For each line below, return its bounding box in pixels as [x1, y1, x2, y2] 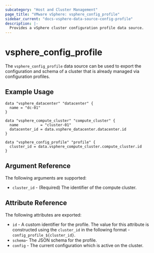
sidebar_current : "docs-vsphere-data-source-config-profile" [5, 16, 133, 21]
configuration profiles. [5, 73, 50, 79]
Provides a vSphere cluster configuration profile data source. [9, 26, 144, 31]
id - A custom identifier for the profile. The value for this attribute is [12, 221, 149, 227]
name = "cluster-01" [9, 122, 71, 127]
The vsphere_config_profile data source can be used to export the [5, 63, 142, 69]
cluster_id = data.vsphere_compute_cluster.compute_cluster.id [9, 144, 142, 149]
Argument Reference [5, 162, 71, 170]
